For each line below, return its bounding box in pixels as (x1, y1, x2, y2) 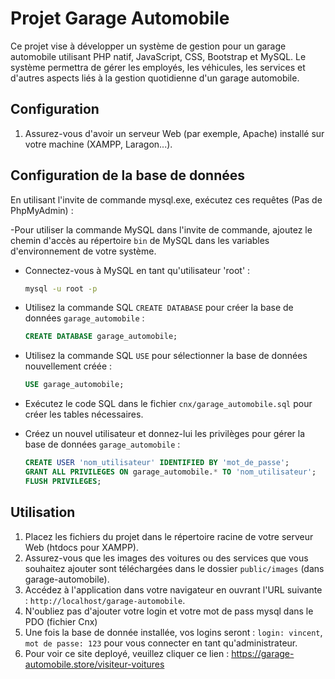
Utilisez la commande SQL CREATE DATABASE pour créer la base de (24, 302, 294, 314)
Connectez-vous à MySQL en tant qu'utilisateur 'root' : (24, 264, 251, 276)
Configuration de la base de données (10, 167, 246, 184)
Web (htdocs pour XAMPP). (24, 541, 140, 553)
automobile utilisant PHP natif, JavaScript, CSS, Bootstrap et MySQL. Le (10, 50, 307, 62)
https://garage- (231, 647, 295, 659)
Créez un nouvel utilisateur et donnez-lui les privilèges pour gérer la (24, 428, 306, 440)
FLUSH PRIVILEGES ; (24, 476, 102, 486)
